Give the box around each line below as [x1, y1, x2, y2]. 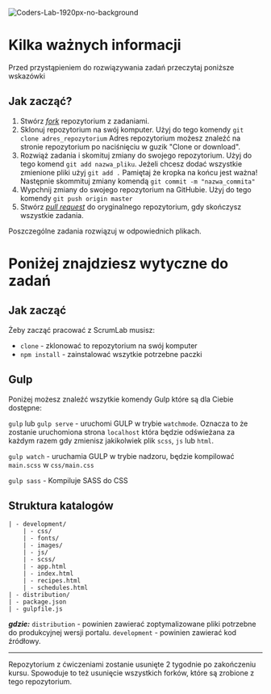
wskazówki [8, 71, 46, 81]
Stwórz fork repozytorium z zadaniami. [19, 116, 150, 125]
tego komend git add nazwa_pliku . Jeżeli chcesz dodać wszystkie [19, 158, 243, 169]
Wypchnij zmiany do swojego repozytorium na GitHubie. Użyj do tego [19, 184, 252, 194]
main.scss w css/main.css [8, 460, 94, 469]
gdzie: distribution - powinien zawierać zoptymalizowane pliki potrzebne [8, 619, 256, 629]
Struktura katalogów [8, 498, 115, 512]
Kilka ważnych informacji [8, 36, 181, 54]
